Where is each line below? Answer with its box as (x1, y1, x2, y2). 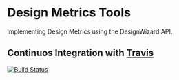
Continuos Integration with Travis (7, 47, 154, 59)
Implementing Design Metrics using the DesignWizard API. (7, 27, 173, 36)
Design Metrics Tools (7, 5, 131, 21)
